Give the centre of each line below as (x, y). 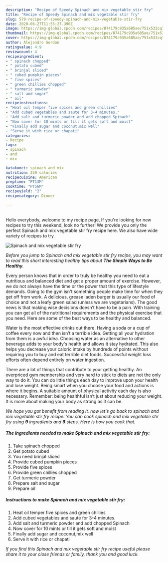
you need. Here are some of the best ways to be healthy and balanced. (79, 318)
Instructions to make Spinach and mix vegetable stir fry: (65, 500)
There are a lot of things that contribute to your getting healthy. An (74, 369)
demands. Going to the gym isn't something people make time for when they (84, 292)
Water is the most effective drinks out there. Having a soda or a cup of (78, 328)
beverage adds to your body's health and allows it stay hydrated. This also (82, 344)
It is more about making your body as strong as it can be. (64, 401)
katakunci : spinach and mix (35, 168)
